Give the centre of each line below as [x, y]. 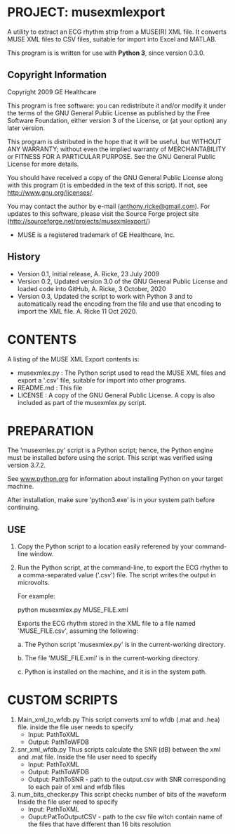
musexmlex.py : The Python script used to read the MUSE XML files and [122, 373]
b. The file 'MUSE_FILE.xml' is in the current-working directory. [108, 658]
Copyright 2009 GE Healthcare [52, 91]
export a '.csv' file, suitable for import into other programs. [102, 380]
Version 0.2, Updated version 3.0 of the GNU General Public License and [122, 281]
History [24, 257]
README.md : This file [50, 387]
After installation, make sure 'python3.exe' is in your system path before [111, 500]
